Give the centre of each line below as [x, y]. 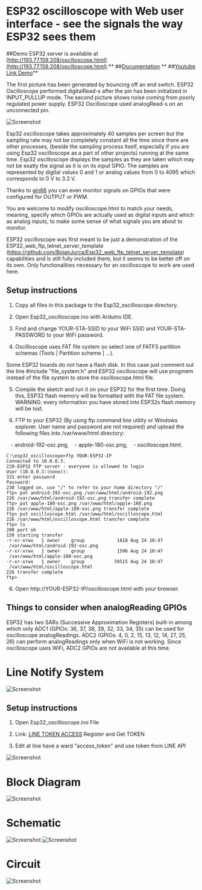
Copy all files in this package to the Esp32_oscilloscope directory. [96, 305]
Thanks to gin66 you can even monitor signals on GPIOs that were [88, 190]
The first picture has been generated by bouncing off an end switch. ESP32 [100, 84]
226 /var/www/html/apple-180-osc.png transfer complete [78, 509]
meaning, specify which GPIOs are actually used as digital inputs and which [100, 214]
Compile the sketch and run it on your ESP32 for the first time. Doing [100, 389]
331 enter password [31, 477]
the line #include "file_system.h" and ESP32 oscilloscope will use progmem [100, 371]
